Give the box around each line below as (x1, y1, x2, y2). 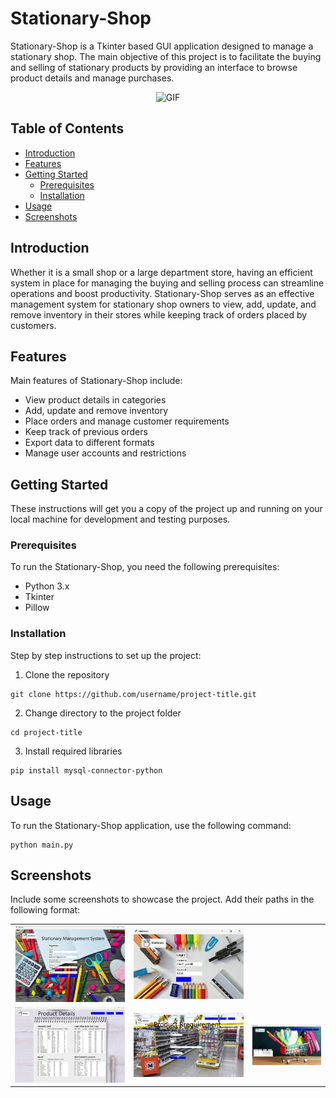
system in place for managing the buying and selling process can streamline (10, 277, 325, 289)
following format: (10, 904, 81, 916)
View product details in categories (24, 394, 167, 406)
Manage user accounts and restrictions (24, 447, 187, 459)
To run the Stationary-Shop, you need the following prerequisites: (10, 561, 280, 573)
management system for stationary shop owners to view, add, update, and (10, 298, 317, 310)
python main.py (10, 840, 74, 850)
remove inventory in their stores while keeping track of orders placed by (10, 308, 308, 321)
